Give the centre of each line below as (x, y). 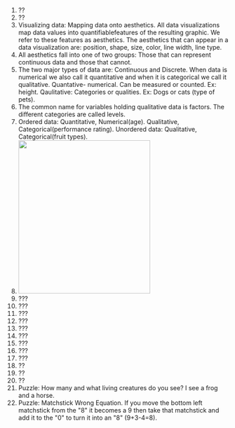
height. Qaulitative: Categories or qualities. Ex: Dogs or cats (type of (116, 92)
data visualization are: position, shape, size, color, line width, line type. (120, 47)
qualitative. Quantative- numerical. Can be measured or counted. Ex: (117, 84)
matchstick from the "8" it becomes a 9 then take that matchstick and (119, 410)
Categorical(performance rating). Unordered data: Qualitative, (107, 129)
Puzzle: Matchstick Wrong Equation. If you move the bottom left (110, 403)
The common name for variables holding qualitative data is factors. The (121, 107)
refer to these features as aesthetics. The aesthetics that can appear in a (123, 40)
